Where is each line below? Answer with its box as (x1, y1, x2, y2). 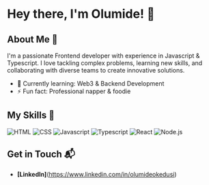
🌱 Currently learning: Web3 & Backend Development (16, 79, 165, 88)
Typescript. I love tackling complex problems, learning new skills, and (7, 59, 203, 67)
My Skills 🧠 (7, 110, 55, 121)
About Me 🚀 (7, 34, 58, 45)
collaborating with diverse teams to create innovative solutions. (7, 66, 185, 74)
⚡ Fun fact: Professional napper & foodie (16, 87, 131, 95)
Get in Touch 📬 (7, 149, 75, 160)
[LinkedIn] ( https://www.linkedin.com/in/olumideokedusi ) (16, 170, 177, 178)
